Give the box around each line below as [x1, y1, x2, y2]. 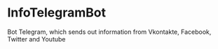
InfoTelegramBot [7, 5, 107, 21]
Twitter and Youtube [7, 35, 66, 43]
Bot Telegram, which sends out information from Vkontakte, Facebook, [7, 28, 212, 36]
